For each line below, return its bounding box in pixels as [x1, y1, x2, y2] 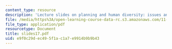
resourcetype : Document [5, 27, 56, 32]
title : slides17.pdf [5, 31, 50, 36]
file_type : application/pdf [5, 21, 66, 27]
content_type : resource [5, 7, 56, 13]
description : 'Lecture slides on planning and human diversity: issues [5, 12, 161, 17]
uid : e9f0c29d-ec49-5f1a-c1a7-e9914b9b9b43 [5, 36, 100, 41]
